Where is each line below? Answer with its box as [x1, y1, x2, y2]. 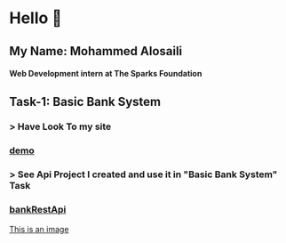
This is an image [9, 223, 69, 234]
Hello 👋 [9, 8, 62, 28]
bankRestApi [9, 204, 67, 216]
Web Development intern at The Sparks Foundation [9, 69, 203, 79]
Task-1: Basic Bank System [9, 93, 162, 109]
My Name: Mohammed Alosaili [9, 44, 183, 59]
